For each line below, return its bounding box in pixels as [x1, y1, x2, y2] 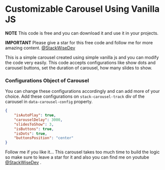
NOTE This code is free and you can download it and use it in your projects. [5, 30, 159, 36]
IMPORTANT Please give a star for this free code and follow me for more [5, 39, 153, 45]
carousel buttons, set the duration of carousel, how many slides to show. [5, 65, 153, 71]
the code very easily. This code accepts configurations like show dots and [5, 59, 156, 65]
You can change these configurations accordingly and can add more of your [5, 88, 160, 94]
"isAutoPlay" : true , [14, 113, 56, 118]
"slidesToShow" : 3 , [14, 122, 54, 127]
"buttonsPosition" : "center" [14, 136, 74, 141]
